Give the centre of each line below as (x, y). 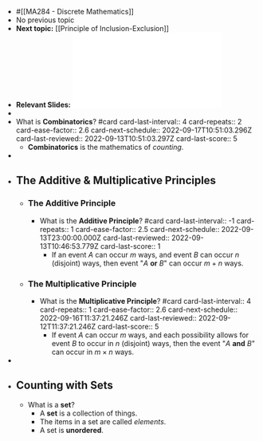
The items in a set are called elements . (103, 421)
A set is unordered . (71, 430)
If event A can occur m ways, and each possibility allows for (150, 335)
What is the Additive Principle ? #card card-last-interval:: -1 (137, 220)
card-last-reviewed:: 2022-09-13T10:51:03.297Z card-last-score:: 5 (126, 138)
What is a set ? (51, 404)
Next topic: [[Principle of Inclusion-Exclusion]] (92, 28)
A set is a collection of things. (88, 413)
